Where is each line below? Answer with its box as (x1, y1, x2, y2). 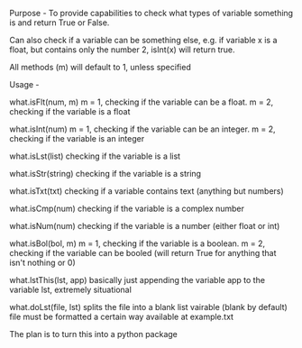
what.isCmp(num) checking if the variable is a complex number (9, 203, 245, 214)
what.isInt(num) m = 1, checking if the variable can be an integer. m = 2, (9, 124, 277, 134)
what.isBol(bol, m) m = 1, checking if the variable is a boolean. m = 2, (9, 238, 266, 249)
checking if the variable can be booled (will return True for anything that (9, 248, 277, 258)
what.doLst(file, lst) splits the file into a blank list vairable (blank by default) (9, 302, 288, 312)
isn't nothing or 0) (9, 257, 77, 268)
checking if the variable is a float (9, 106, 131, 116)
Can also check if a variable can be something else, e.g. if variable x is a (9, 35, 278, 45)
